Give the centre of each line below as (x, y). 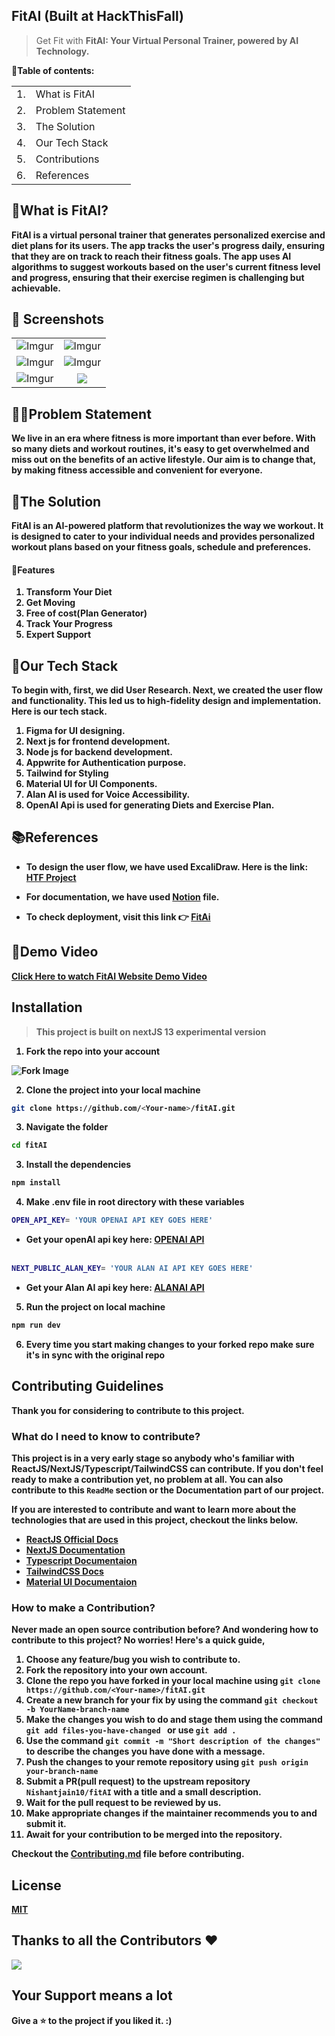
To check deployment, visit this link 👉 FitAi (118, 916)
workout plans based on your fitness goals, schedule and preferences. (161, 547)
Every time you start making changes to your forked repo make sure (170, 1344)
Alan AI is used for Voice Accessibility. (108, 795)
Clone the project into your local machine (113, 1090)
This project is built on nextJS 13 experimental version (151, 1031)
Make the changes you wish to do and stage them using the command (174, 1720)
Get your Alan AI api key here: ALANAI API (115, 1287)
